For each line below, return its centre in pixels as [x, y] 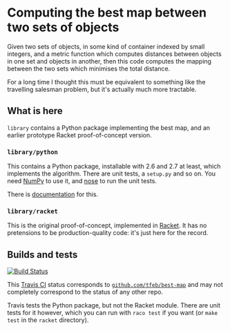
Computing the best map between [107, 13]
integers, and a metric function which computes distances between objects [115, 54]
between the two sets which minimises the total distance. [89, 68]
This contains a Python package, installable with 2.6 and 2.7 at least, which [114, 167]
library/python [33, 152]
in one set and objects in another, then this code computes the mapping [109, 61]
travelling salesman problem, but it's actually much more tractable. [102, 89]
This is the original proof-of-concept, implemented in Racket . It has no [107, 225]
